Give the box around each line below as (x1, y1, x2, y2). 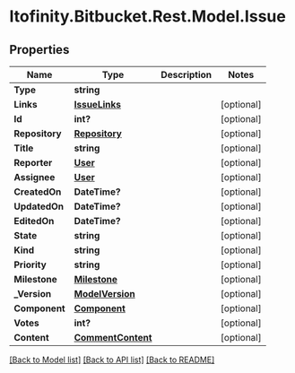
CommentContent (74, 332, 152, 343)
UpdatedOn (13, 200, 65, 213)
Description (161, 69, 213, 81)
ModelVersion (74, 288, 136, 299)
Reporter (13, 157, 53, 169)
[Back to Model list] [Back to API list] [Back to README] (9, 354, 215, 365)
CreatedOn (13, 186, 62, 198)
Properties (9, 42, 70, 57)
